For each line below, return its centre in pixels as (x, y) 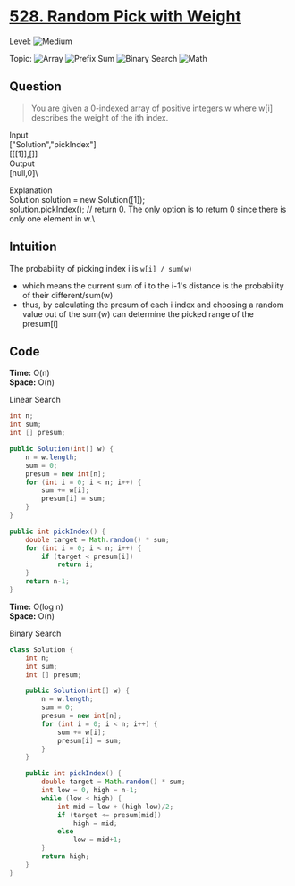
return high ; (66, 857)
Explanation (31, 190)
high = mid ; (95, 823)
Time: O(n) (30, 373)
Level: (20, 41)
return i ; (75, 564)
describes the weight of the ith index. (100, 117)
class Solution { (42, 649)
